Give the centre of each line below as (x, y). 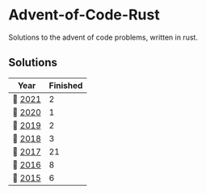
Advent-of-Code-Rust (84, 15)
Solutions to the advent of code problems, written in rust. (103, 37)
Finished (66, 85)
